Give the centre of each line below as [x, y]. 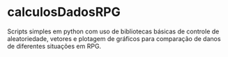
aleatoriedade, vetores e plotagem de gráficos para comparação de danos [114, 38]
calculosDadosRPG [64, 12]
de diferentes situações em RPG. [54, 46]
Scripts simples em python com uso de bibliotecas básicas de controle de [113, 31]
